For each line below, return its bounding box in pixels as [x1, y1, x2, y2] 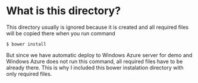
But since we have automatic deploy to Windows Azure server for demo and [6, 51, 193, 58]
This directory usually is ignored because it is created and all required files [6, 24, 189, 31]
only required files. [6, 70, 52, 77]
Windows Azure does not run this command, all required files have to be [6, 58, 183, 65]
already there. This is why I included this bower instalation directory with [6, 64, 184, 71]
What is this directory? [6, 4, 121, 18]
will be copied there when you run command [6, 29, 116, 36]
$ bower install [6, 41, 46, 47]
